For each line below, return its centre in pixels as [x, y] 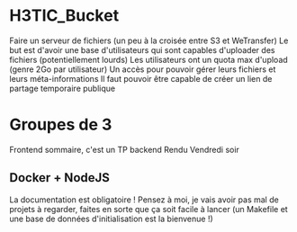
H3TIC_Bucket [64, 16]
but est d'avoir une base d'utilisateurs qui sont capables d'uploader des [142, 49]
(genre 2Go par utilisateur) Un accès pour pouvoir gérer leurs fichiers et [143, 69]
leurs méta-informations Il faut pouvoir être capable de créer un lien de [141, 78]
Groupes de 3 [61, 125]
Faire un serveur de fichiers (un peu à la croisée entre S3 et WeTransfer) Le [149, 40]
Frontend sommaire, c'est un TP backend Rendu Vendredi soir [125, 149]
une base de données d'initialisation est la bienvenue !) [111, 219]
